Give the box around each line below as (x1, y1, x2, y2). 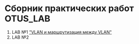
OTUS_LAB (4, 13, 50, 24)
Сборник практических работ (4, 3, 134, 14)
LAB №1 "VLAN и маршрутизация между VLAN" (11, 29, 112, 35)
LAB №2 (11, 34, 29, 40)
